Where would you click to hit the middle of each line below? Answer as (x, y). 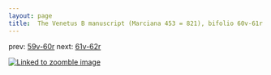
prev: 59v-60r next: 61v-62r (55, 46)
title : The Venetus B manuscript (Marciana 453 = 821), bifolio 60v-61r (136, 23)
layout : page (30, 16)
